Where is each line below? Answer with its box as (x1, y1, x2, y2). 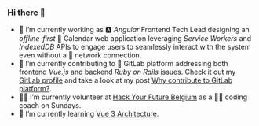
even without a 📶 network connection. (18, 50, 142, 60)
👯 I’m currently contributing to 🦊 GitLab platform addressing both (18, 59, 228, 69)
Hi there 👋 (7, 7, 46, 18)
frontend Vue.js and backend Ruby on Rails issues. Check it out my (18, 67, 236, 77)
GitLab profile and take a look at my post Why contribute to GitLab (18, 76, 233, 85)
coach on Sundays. (18, 101, 82, 110)
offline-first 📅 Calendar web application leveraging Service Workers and (18, 34, 252, 43)
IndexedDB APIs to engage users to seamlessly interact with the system (18, 43, 252, 52)
